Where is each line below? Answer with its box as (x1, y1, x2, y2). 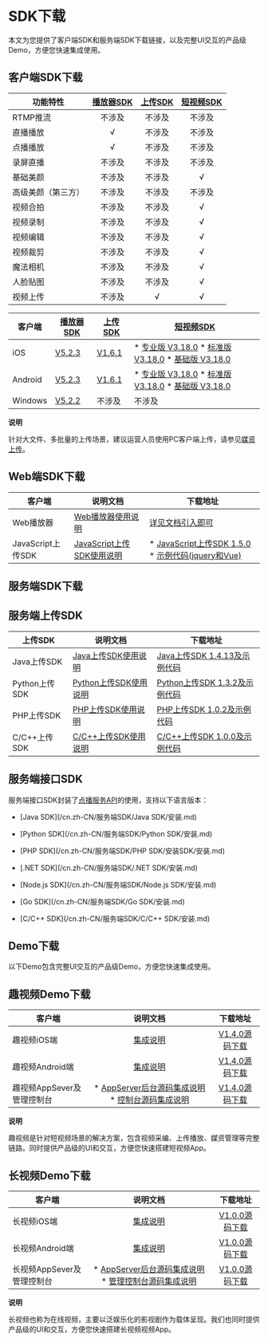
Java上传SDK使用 (72, 650, 140, 661)
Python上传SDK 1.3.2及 (156, 677, 246, 688)
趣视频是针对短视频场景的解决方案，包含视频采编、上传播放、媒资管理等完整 (8, 1133, 260, 1143)
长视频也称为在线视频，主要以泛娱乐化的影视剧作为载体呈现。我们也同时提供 (8, 1315, 260, 1324)
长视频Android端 (12, 1243, 74, 1254)
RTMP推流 (12, 112, 52, 123)
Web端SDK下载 (8, 470, 85, 483)
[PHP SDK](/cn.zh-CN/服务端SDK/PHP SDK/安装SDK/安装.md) (19, 846, 226, 856)
